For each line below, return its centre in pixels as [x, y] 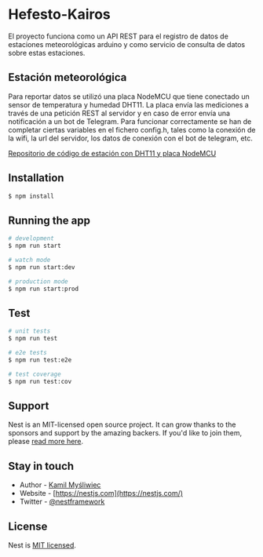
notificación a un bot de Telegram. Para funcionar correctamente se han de [130, 121]
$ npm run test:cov [40, 381]
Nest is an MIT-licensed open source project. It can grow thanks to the [122, 424]
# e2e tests [27, 353]
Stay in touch [41, 466]
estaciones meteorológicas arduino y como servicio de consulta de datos [127, 44]
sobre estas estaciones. [47, 53]
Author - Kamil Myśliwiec [60, 485]
